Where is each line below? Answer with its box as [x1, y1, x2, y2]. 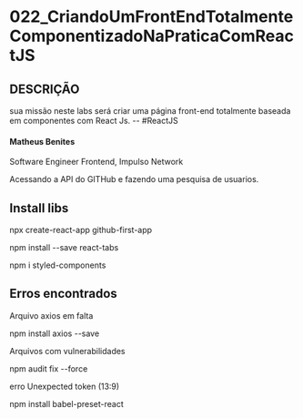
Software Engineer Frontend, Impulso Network [9, 157, 184, 168]
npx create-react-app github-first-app [9, 225, 153, 236]
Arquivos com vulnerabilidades [9, 345, 126, 356]
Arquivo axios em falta [9, 310, 94, 321]
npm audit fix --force [9, 362, 88, 374]
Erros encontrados [9, 286, 118, 301]
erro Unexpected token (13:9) [9, 381, 120, 392]
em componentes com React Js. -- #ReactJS [9, 116, 179, 126]
